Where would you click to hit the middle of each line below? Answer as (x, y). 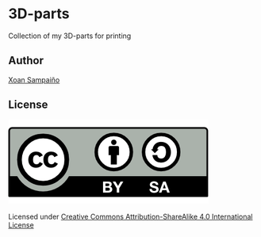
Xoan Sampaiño (34, 79)
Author (26, 61)
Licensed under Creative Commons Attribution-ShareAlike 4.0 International (130, 216)
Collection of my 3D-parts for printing (70, 36)
